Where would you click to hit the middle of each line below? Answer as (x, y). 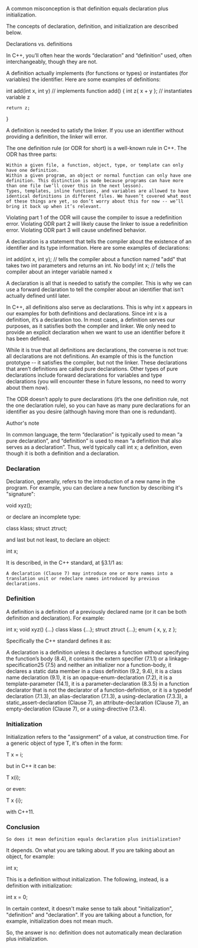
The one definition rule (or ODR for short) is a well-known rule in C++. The (97, 148)
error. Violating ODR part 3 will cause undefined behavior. (76, 230)
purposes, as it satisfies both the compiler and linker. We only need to (91, 326)
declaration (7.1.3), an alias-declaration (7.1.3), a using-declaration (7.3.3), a (97, 696)
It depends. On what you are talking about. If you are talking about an (90, 851)
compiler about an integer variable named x (59, 272)
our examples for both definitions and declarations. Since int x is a (87, 313)
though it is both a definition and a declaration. (63, 453)
